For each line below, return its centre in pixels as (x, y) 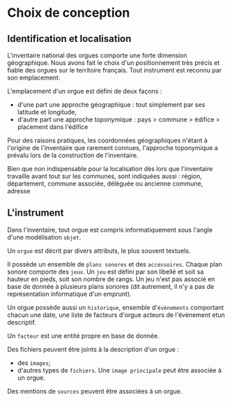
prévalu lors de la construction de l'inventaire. (73, 155)
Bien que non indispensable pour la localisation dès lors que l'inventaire (110, 169)
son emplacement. (34, 77)
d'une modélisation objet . (44, 237)
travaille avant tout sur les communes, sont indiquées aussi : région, (105, 176)
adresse (19, 191)
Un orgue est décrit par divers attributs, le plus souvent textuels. (99, 251)
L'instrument (36, 213)
